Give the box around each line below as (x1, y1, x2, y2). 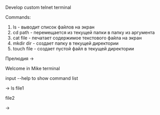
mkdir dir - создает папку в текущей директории (12, 40, 119, 46)
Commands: (5, 14, 31, 20)
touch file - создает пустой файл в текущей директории (12, 46, 134, 51)
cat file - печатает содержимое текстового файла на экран (12, 35, 142, 41)
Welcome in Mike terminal (5, 66, 60, 71)
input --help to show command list (5, 75, 78, 81)
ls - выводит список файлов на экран (12, 24, 95, 30)
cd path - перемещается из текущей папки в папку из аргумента (12, 30, 155, 35)
